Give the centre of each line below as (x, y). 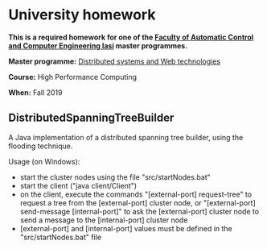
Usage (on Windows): (44, 161)
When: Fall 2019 (35, 92)
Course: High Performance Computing (72, 77)
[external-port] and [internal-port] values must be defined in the (126, 228)
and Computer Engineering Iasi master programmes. (98, 45)
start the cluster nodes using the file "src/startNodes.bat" (115, 177)
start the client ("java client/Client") (78, 185)
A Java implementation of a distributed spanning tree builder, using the (126, 137)
